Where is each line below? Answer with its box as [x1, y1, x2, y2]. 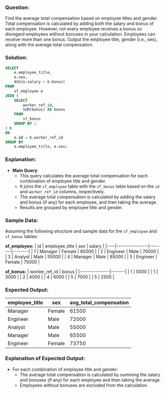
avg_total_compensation [69, 299, 129, 306]
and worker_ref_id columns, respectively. [19, 188, 105, 194]
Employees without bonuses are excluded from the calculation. [19, 382, 149, 388]
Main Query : [12, 167, 39, 173]
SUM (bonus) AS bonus [23, 107, 65, 112]
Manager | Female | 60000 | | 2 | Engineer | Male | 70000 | [39, 248, 159, 254]
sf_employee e [14, 89, 43, 94]
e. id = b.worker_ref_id [14, 135, 63, 140]
